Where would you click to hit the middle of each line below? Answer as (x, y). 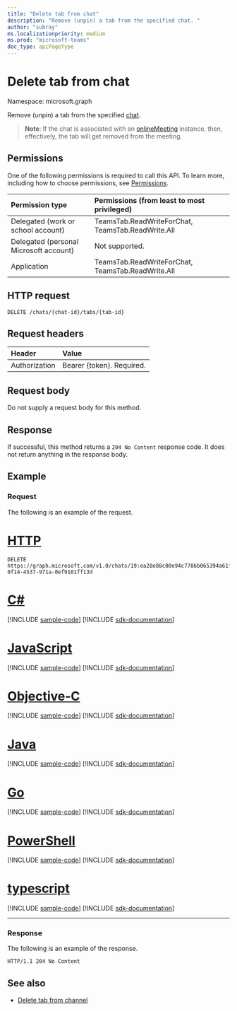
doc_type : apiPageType (41, 47)
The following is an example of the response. (73, 949)
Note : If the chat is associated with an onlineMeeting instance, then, (123, 129)
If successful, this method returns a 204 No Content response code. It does (116, 447)
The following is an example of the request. (70, 512)
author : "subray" (33, 27)
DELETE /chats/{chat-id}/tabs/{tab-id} (66, 312)
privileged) (113, 209)
